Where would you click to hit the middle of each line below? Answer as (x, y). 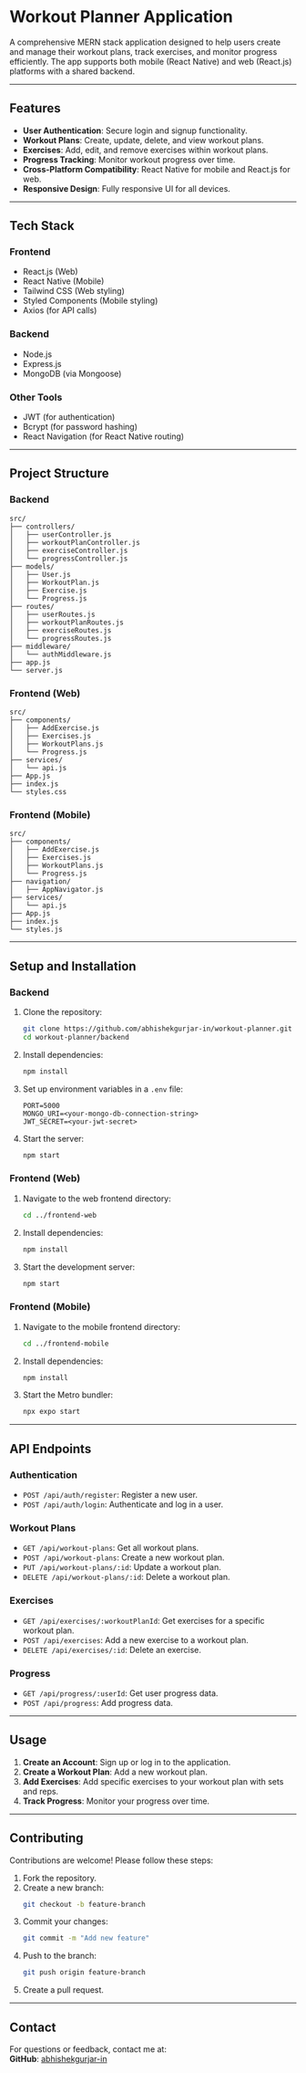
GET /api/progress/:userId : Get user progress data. (120, 1693)
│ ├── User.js (40, 574)
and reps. (41, 1791)
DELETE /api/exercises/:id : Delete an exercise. (112, 1649)
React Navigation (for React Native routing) (103, 436)
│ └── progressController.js (69, 559)
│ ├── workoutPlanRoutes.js (67, 623)
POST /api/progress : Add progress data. (97, 1702)
